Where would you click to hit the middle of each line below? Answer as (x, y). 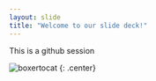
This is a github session (52, 50)
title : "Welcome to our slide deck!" (78, 26)
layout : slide (35, 17)
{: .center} (78, 68)
